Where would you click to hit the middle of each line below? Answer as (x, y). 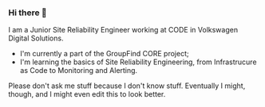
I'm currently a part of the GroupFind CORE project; (104, 54)
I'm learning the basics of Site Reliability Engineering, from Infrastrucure (138, 62)
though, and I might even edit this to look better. (87, 94)
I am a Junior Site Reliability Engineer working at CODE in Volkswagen (123, 30)
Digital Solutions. (36, 38)
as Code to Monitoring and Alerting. (79, 71)
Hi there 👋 (28, 13)
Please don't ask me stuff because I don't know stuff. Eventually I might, (127, 86)
